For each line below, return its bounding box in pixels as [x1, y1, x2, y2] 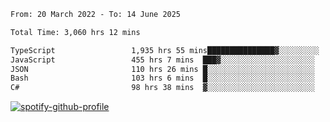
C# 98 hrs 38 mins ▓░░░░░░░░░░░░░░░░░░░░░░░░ [10, 83, 315, 93]
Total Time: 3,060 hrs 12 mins [10, 27, 141, 37]
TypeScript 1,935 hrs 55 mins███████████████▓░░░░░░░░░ [10, 45, 320, 55]
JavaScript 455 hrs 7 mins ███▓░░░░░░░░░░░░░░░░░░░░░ [10, 55, 315, 65]
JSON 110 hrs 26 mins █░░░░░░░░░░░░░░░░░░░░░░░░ [10, 64, 315, 74]
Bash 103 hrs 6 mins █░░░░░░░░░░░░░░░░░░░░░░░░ [10, 73, 315, 84]
